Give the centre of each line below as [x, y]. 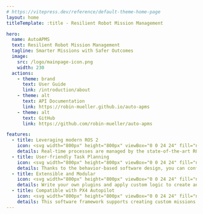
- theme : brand [36, 79]
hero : [13, 34]
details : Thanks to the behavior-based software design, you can [101, 168]
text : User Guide [44, 84]
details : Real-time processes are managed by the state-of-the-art [104, 151]
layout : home [23, 17]
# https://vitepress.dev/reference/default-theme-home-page [84, 12]
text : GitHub [39, 118]
